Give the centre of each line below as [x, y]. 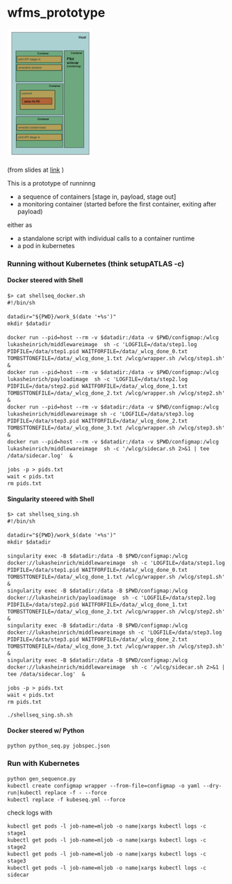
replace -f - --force [76, 793]
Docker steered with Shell [45, 280]
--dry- [213, 786]
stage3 [17, 861]
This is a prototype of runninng [51, 183]
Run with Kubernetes [43, 764]
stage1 [17, 833]
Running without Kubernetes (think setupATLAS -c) [96, 263]
